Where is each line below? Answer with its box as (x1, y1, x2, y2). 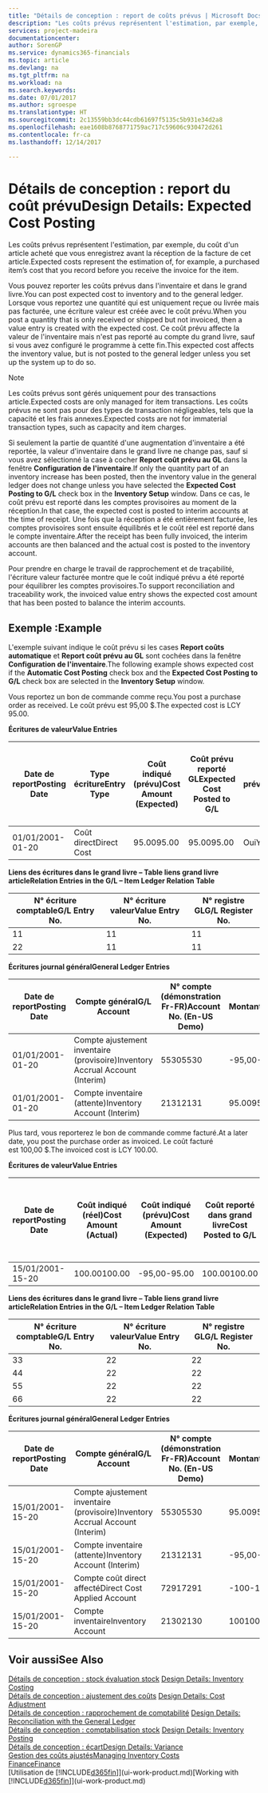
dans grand (207, 1210, 253, 1221)
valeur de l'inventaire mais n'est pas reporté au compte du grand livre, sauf (8, 332, 255, 342)
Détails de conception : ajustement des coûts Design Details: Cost (8, 1691, 226, 1701)
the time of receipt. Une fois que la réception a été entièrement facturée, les (8, 514, 258, 524)
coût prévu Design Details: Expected (8, 197, 252, 214)
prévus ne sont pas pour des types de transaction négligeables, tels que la (8, 406, 254, 415)
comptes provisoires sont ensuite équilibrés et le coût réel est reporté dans (8, 523, 255, 533)
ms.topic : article (8, 57, 69, 65)
